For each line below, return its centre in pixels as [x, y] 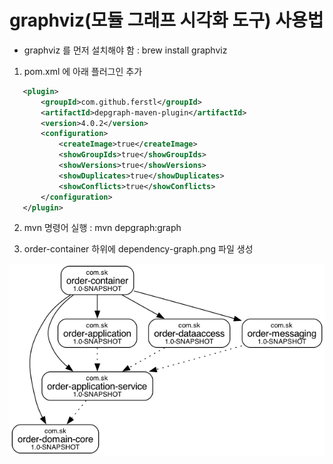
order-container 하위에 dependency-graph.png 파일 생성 [138, 249]
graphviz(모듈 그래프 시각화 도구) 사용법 [166, 20]
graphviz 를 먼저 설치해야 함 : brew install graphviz [125, 50]
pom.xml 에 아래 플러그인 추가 [83, 71]
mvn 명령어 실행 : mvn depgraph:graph [102, 228]
